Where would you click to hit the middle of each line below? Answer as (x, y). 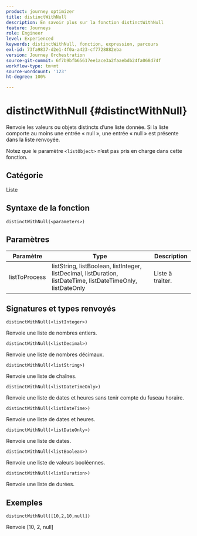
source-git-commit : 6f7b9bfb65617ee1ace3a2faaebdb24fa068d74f (84, 60)
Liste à (163, 273)
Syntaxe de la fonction (48, 208)
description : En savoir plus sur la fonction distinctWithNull (85, 22)
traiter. (163, 281)
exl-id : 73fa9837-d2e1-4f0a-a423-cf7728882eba (64, 50)
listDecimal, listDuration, (85, 273)
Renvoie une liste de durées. (40, 484)
